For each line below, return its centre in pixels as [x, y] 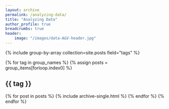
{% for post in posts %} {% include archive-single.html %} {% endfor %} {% [85, 96]
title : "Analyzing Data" [31, 19]
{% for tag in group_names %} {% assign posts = [56, 62]
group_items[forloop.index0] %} [39, 68]
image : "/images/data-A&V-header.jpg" [55, 39]
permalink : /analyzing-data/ [36, 15]
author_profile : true [28, 24]
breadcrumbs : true [25, 29]
